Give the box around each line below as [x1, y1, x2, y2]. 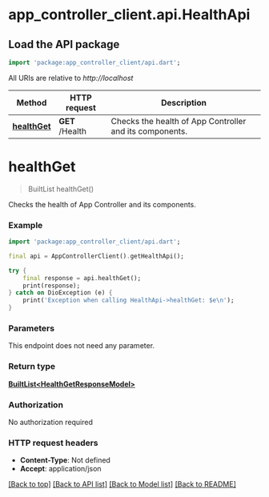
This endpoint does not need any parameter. [8, 341, 155, 351]
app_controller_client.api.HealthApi [8, 6, 251, 24]
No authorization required [8, 418, 94, 427]
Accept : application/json [19, 464, 102, 474]
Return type [8, 361, 56, 372]
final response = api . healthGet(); [22, 274, 142, 282]
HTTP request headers [8, 437, 98, 448]
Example [8, 219, 43, 230]
